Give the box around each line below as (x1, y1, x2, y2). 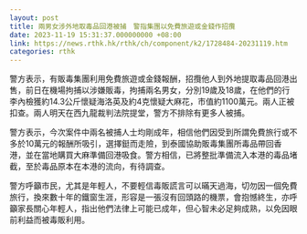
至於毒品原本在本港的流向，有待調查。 (25, 161, 170, 172)
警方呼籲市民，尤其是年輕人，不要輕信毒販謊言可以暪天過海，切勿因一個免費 (9, 180, 298, 191)
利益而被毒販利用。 (16, 215, 90, 226)
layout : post (9, 13, 59, 23)
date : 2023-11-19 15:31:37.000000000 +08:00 (9, 30, 182, 39)
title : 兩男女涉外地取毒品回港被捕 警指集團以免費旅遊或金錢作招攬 (9, 22, 236, 31)
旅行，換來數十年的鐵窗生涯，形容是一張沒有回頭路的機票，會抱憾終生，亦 (9, 192, 290, 203)
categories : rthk (9, 47, 76, 56)
